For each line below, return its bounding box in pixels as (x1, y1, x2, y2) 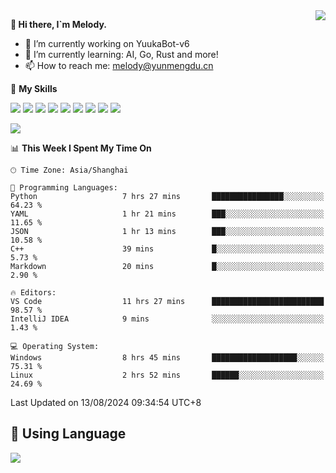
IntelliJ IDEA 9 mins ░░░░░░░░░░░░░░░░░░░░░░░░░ (10, 314, 325, 324)
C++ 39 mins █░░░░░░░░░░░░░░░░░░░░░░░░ (10, 244, 325, 254)
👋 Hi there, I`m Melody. (10, 19, 107, 30)
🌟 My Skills (10, 83, 58, 94)
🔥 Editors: (10, 288, 57, 298)
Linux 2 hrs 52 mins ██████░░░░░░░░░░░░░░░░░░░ (10, 370, 325, 380)
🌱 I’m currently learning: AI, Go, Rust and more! (24, 49, 219, 60)
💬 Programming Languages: (10, 183, 118, 193)
